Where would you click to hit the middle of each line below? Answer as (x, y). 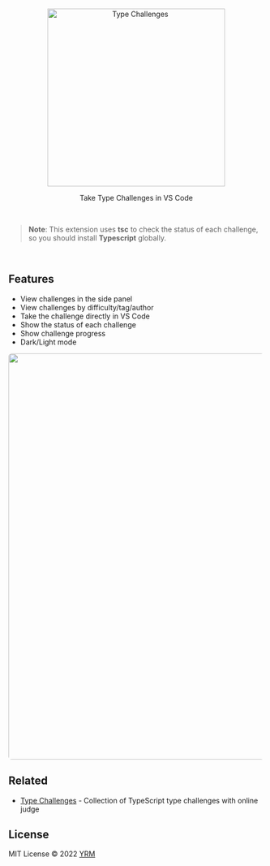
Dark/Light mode (48, 342)
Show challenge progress (63, 333)
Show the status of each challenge (78, 324)
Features (31, 279)
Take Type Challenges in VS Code (136, 198)
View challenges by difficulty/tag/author (87, 307)
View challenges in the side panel (76, 299)
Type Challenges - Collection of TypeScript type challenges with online (139, 800)
